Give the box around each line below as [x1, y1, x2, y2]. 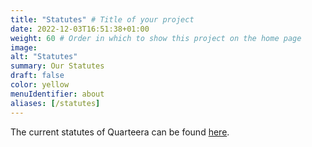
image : [10, 42, 38, 53]
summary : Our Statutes [10, 61, 105, 71]
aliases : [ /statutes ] [10, 98, 101, 108]
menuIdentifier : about [10, 89, 105, 99]
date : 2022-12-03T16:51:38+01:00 [10, 24, 150, 34]
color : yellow [10, 80, 70, 90]
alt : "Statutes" [10, 52, 78, 62]
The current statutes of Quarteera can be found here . [10, 126, 230, 138]
